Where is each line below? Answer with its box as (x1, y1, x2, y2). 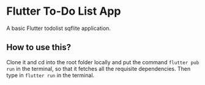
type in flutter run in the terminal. (6, 72, 95, 79)
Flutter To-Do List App (6, 4, 121, 18)
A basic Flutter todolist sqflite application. (6, 24, 111, 32)
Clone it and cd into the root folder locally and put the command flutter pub (6, 58, 199, 65)
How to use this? (6, 42, 72, 53)
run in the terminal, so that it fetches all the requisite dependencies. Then (6, 65, 191, 72)
